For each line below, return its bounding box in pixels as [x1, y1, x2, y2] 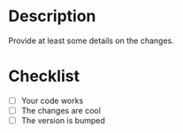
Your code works [20, 95, 84, 106]
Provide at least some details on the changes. [8, 35, 174, 46]
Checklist [8, 66, 80, 86]
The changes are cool [20, 105, 101, 115]
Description [8, 6, 96, 26]
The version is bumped [20, 115, 105, 125]
